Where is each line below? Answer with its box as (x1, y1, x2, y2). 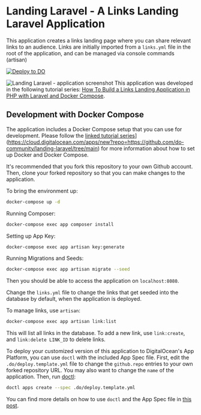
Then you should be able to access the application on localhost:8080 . (6, 277, 179, 284)
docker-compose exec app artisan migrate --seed (6, 266, 130, 272)
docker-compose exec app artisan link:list (6, 319, 117, 325)
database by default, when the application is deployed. (6, 295, 142, 303)
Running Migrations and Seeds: (6, 254, 84, 262)
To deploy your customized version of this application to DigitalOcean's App (6, 348, 194, 355)
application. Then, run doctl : (6, 373, 76, 380)
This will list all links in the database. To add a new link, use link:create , (6, 330, 185, 337)
